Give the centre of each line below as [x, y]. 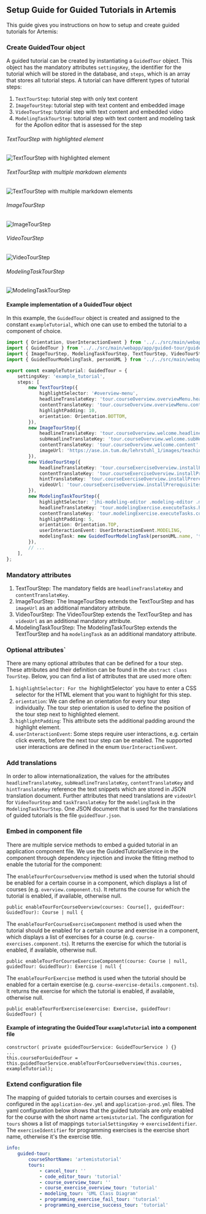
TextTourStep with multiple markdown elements [67, 172]
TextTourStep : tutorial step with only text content [76, 99]
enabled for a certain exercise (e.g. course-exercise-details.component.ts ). [102, 984]
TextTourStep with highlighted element [55, 139]
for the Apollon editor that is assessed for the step [78, 125]
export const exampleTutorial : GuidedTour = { [67, 370]
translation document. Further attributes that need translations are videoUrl [101, 796]
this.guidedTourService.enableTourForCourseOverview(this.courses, [94, 1063]
